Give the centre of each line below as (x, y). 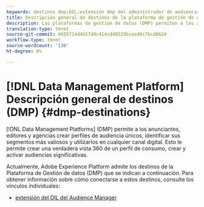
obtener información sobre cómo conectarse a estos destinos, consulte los (100, 179)
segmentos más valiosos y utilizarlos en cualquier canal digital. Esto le (94, 142)
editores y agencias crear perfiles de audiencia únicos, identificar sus (93, 135)
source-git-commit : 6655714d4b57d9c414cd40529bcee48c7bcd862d (87, 34)
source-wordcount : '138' (38, 46)
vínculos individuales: (33, 186)
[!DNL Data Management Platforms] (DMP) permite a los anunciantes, (93, 129)
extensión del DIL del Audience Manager (66, 197)
